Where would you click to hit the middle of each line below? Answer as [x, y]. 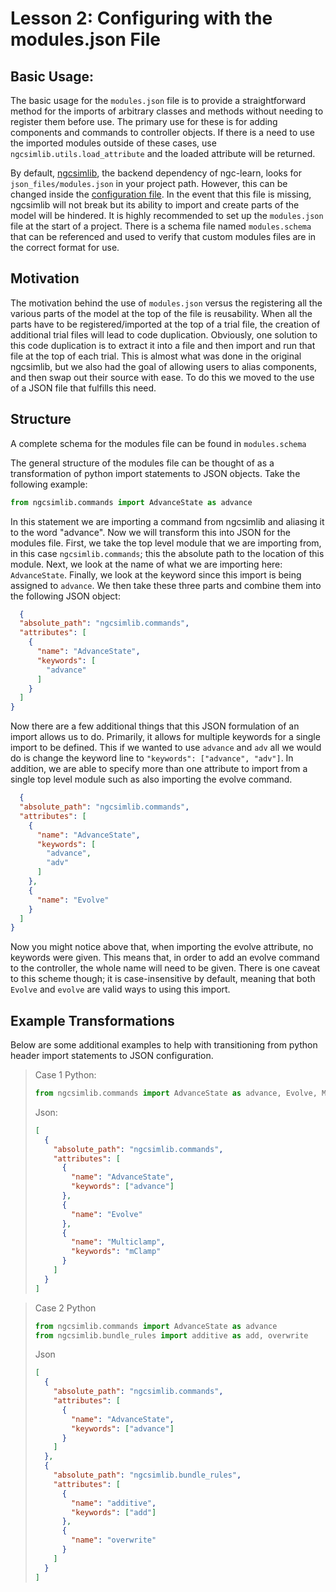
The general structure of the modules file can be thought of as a [142, 463]
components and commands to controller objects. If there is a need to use [162, 132]
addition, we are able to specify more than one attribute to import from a [159, 769]
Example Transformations [92, 1020]
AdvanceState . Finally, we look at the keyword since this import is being [156, 574]
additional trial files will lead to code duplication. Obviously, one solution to [164, 334]
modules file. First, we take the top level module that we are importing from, [166, 543]
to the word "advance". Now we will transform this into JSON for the [150, 532]
